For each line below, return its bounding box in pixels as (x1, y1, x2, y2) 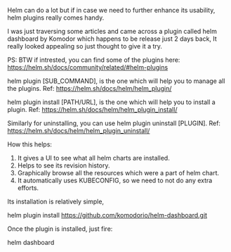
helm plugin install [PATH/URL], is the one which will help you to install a (7, 98, 216, 106)
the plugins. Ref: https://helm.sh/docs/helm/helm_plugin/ (7, 84, 172, 92)
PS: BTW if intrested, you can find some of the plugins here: (7, 56, 180, 64)
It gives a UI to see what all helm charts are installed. (17, 154, 170, 162)
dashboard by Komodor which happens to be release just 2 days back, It (7, 34, 218, 43)
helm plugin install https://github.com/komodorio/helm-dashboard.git (7, 211, 208, 219)
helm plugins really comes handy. (7, 13, 105, 22)
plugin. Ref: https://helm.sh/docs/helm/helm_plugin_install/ (7, 106, 178, 113)
